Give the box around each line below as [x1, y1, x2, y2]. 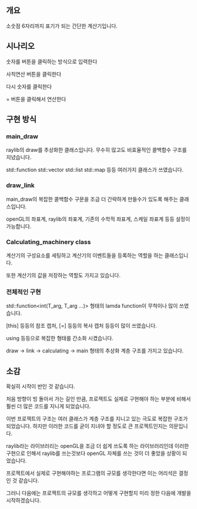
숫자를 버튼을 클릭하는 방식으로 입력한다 [6, 58, 98, 65]
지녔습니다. [6, 154, 32, 161]
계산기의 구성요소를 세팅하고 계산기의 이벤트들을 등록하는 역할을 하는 [6, 252, 163, 259]
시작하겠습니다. [6, 497, 41, 504]
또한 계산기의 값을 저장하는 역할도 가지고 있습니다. [6, 271, 121, 278]
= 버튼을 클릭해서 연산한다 [6, 95, 66, 102]
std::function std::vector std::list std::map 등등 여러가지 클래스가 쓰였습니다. [6, 167, 184, 174]
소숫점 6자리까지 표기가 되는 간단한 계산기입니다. [6, 22, 118, 29]
